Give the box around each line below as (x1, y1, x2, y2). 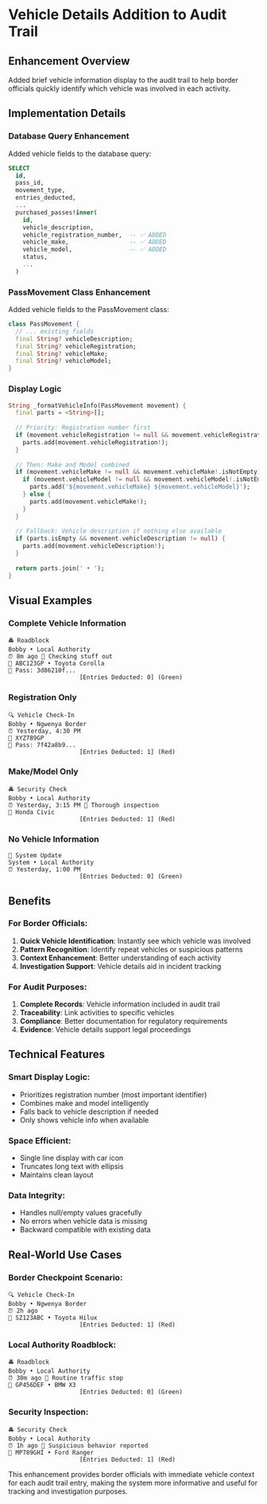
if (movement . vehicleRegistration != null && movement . (15, 432, 204, 439)
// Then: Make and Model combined (15, 460, 130, 469)
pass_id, (15, 179, 44, 187)
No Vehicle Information (8, 834, 99, 845)
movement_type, (15, 186, 66, 194)
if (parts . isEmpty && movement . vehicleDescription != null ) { (15, 535, 226, 543)
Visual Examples (8, 593, 93, 607)
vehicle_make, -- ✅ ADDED (22, 238, 167, 246)
